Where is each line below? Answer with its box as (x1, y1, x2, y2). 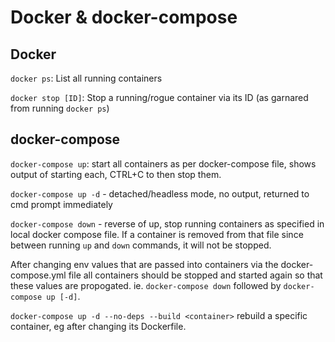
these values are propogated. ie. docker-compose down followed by (10, 279, 282, 291)
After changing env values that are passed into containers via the (10, 258, 279, 270)
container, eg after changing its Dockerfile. (10, 320, 187, 332)
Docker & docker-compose (10, 6, 238, 29)
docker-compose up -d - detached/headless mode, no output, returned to (10, 187, 310, 200)
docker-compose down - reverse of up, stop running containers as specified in (10, 217, 325, 230)
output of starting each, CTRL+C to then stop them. (10, 168, 222, 180)
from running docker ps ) (10, 102, 110, 114)
